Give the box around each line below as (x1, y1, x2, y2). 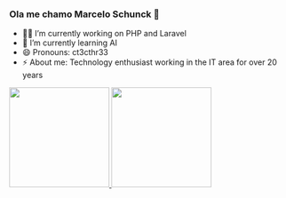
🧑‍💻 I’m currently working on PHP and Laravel (21, 28, 187, 39)
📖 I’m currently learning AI (21, 37, 118, 48)
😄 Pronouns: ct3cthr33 (21, 47, 108, 58)
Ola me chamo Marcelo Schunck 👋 (9, 8, 160, 20)
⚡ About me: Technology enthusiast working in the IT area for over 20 (21, 57, 278, 67)
